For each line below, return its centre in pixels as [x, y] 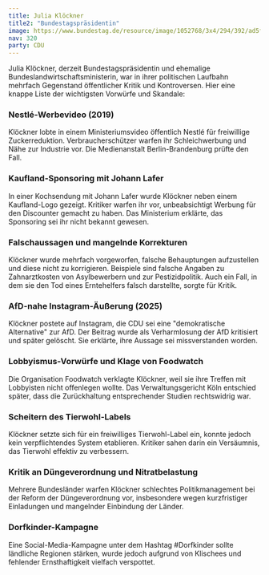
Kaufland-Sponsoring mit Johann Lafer [86, 179]
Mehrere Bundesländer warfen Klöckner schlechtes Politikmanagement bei [132, 489]
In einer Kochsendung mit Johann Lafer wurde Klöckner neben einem [123, 196]
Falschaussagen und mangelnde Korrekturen [98, 242]
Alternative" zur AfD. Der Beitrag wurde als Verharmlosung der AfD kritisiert [133, 332]
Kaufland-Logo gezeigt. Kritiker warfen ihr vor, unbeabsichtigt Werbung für [132, 204]
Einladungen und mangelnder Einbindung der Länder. [96, 507]
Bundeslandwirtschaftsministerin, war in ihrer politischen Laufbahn [118, 77]
